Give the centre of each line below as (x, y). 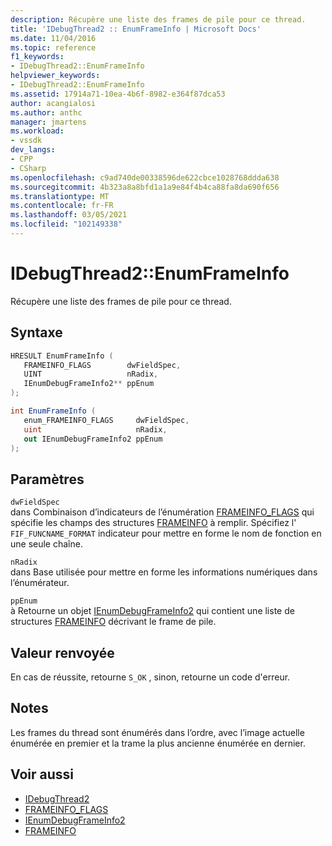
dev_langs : (33, 150)
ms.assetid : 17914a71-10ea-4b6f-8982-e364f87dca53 (118, 94)
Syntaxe (36, 332)
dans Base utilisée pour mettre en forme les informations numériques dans (164, 572)
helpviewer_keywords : (55, 76)
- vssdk (26, 141)
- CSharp (28, 168)
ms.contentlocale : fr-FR (62, 206)
